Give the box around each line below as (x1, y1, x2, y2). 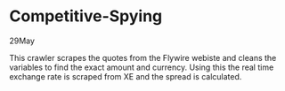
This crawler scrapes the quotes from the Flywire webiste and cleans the (9, 52, 277, 63)
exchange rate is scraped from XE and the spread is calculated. (9, 71, 242, 81)
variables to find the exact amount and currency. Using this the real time (9, 62, 274, 72)
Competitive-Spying (9, 6, 163, 27)
